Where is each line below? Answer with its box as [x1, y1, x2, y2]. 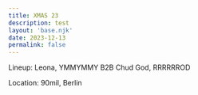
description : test [8, 19, 69, 27]
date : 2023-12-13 [8, 33, 66, 42]
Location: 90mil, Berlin [8, 78, 82, 88]
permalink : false [8, 41, 66, 49]
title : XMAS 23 [8, 11, 59, 20]
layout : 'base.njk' [8, 26, 73, 34]
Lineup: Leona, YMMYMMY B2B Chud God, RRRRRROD [8, 63, 191, 72]
